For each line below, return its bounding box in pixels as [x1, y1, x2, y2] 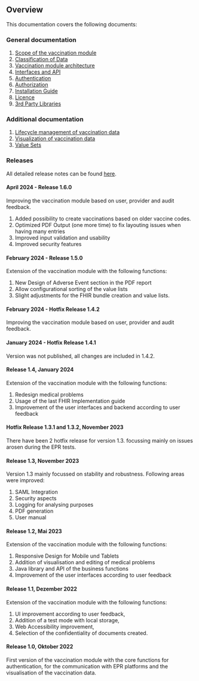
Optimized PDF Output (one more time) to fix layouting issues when [14, 221, 181, 228]
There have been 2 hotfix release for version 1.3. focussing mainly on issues [6, 437, 193, 444]
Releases [6, 156, 34, 165]
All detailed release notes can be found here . [6, 170, 117, 177]
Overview [6, 5, 44, 15]
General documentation [6, 35, 76, 44]
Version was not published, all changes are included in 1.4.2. [6, 352, 155, 359]
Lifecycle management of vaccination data [14, 129, 120, 136]
